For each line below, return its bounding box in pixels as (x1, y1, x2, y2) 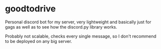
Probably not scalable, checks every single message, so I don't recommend (5, 33, 157, 39)
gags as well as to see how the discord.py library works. (5, 24, 117, 29)
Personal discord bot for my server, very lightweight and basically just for (5, 19, 152, 25)
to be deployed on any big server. (5, 38, 72, 44)
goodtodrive (5, 3, 56, 14)
